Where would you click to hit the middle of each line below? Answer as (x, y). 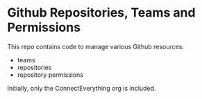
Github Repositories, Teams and (101, 13)
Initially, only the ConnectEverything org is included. (82, 88)
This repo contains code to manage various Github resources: (95, 46)
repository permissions (50, 75)
